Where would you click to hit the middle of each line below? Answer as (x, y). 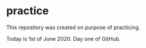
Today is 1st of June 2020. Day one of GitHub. (63, 39)
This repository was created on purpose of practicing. (73, 27)
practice (28, 11)
